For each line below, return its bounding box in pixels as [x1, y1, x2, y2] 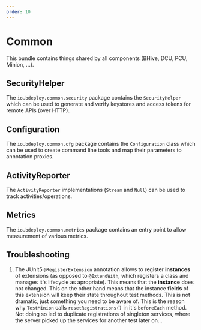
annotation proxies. [6, 153, 54, 160]
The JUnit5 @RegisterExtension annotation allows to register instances [14, 265, 191, 273]
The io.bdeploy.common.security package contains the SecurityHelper [6, 94, 181, 101]
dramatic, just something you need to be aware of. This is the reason [14, 298, 185, 305]
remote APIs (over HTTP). [6, 107, 70, 114]
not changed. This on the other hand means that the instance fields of [14, 284, 189, 292]
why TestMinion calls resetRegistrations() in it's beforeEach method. [14, 304, 187, 311]
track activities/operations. [6, 193, 73, 200]
